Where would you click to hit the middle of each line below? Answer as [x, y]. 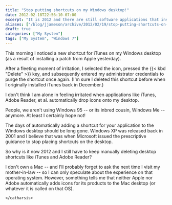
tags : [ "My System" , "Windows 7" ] [42, 39]
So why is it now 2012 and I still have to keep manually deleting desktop [81, 151]
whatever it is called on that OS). [40, 188]
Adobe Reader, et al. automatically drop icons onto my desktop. [72, 100]
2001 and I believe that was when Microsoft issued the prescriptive [76, 136]
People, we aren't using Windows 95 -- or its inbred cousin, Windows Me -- [85, 110]
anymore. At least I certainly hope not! [46, 115]
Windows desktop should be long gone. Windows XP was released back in [84, 130]
